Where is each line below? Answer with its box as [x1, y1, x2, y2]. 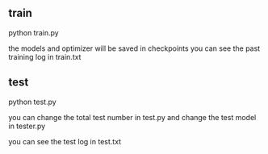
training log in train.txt [8, 52, 82, 61]
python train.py [8, 27, 59, 37]
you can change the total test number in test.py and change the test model [8, 112, 257, 122]
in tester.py [8, 121, 46, 131]
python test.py [8, 97, 57, 106]
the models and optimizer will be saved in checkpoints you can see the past [8, 44, 261, 53]
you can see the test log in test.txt [8, 136, 122, 146]
